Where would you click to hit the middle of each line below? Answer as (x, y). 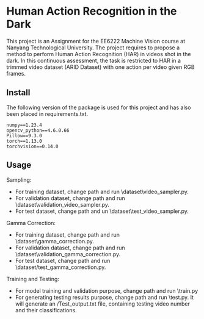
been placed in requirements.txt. (47, 113)
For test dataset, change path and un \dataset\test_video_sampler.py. (102, 211)
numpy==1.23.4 (24, 125)
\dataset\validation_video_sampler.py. (62, 204)
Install (18, 93)
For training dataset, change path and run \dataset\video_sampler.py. (102, 192)
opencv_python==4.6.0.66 (38, 130)
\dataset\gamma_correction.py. (55, 241)
